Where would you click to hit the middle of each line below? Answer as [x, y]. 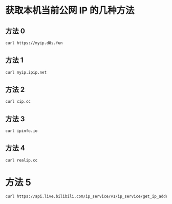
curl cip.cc [18, 102]
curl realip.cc [21, 160]
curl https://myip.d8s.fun [34, 43]
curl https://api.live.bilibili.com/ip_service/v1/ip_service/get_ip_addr [87, 196]
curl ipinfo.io [21, 131]
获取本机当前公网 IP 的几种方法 [70, 10]
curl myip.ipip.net [26, 72]
